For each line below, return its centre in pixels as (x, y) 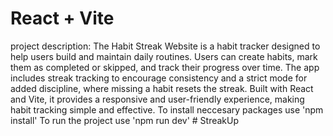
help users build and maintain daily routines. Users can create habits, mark (164, 56)
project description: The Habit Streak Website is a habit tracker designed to (165, 46)
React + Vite (62, 18)
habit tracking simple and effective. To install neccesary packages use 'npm (167, 109)
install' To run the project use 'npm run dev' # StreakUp (125, 120)
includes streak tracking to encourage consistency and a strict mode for (159, 78)
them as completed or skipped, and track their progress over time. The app (165, 67)
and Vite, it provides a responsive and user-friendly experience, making (157, 99)
